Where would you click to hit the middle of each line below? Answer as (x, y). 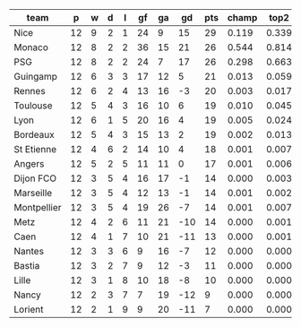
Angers (29, 163)
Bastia (27, 266)
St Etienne (35, 149)
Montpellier (38, 207)
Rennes (30, 91)
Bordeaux (34, 135)
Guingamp (36, 77)
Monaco (31, 47)
